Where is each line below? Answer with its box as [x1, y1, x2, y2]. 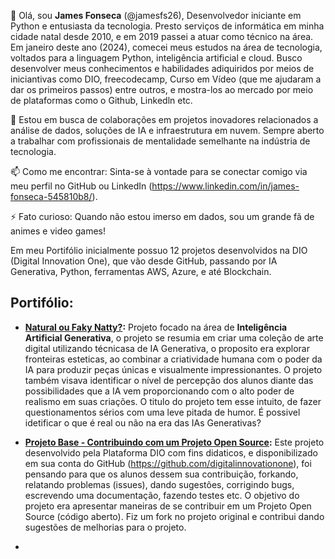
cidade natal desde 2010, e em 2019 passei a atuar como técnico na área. [10, 31, 314, 42]
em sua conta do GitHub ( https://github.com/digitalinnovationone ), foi [24, 457, 312, 469]
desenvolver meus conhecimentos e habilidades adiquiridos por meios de [10, 63, 315, 74]
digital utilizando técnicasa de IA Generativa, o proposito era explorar [24, 342, 310, 354]
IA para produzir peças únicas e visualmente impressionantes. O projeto [24, 363, 323, 375]
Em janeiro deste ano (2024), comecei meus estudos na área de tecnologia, [10, 41, 323, 53]
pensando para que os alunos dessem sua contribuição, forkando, [24, 468, 299, 480]
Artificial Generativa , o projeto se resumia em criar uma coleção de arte [24, 331, 324, 344]
